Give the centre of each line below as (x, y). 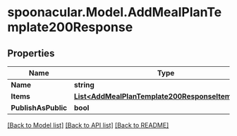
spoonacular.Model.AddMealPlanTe (115, 12)
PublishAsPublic (39, 108)
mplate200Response (70, 27)
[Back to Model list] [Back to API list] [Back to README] (88, 125)
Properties (31, 53)
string (84, 85)
